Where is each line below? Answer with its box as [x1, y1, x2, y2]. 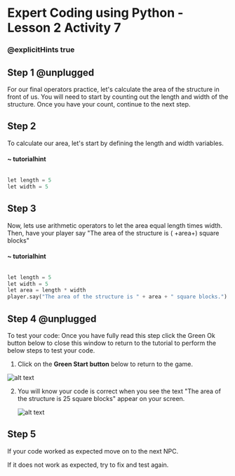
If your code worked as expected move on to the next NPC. [7, 447, 179, 455]
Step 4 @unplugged [7, 313, 97, 325]
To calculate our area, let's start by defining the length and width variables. [7, 139, 224, 147]
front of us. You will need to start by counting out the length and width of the [7, 93, 229, 101]
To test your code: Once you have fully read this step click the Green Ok [7, 332, 215, 340]
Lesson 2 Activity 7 [7, 20, 121, 36]
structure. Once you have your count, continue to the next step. [7, 100, 191, 108]
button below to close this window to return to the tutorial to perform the [7, 339, 216, 348]
